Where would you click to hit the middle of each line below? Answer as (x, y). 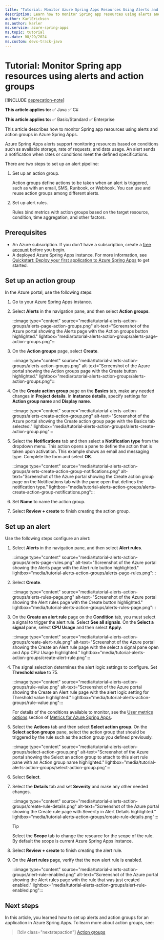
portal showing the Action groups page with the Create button (74, 371)
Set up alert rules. (30, 202)
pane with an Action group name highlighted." (58, 762)
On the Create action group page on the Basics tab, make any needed (83, 391)
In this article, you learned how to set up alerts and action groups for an (77, 917)
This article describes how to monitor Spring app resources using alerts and (81, 129)
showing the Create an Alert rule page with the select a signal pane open (85, 647)
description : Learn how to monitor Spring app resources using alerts (78, 14)
